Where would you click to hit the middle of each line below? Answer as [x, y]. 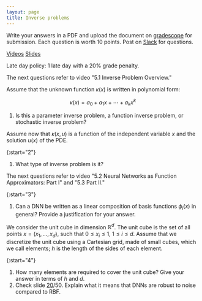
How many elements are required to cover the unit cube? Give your [100, 272]
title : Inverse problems [38, 18]
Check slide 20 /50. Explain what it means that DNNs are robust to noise [105, 285]
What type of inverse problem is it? [59, 164]
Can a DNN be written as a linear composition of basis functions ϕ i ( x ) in [106, 207]
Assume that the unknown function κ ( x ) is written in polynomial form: [93, 89]
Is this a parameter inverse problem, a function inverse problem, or [99, 115]
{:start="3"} [21, 194]
